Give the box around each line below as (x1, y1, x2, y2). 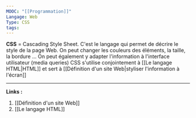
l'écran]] (6, 71, 27, 78)
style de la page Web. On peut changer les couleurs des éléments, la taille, (6, 47, 185, 54)
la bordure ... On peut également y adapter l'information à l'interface (6, 53, 170, 60)
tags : (6, 24, 19, 31)
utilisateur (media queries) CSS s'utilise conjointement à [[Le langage (6, 59, 172, 66)
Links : (6, 88, 23, 95)
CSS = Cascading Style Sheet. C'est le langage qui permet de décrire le (6, 41, 179, 48)
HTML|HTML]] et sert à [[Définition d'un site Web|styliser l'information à (6, 65, 180, 73)
